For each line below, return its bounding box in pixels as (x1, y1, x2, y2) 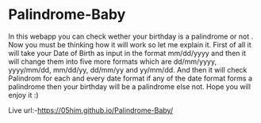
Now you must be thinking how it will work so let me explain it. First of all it (8, 39, 251, 49)
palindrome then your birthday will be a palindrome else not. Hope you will (8, 81, 251, 91)
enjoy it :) (8, 90, 39, 99)
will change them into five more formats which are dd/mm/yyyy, (8, 57, 217, 66)
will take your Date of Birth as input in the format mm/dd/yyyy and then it (8, 48, 246, 58)
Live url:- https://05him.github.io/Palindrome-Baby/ (8, 105, 173, 115)
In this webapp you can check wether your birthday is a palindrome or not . (8, 32, 254, 41)
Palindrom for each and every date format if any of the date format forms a (8, 73, 252, 83)
